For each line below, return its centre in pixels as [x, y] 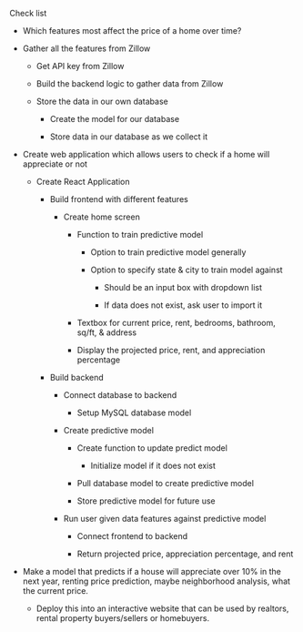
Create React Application [83, 182]
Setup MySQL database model [134, 413]
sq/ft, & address [107, 332]
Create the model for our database [115, 119]
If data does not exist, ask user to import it [183, 305]
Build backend [77, 377]
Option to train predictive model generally [168, 252]
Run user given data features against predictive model [165, 519]
